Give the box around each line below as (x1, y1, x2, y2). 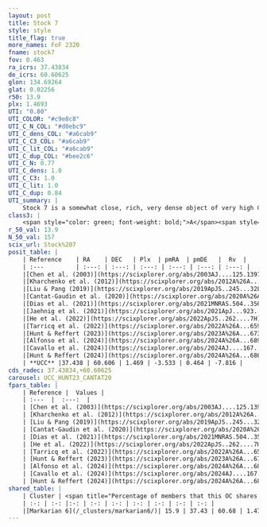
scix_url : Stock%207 (8, 241, 77, 249)
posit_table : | (8, 248, 59, 256)
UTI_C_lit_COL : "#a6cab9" (8, 145, 94, 153)
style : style (8, 26, 52, 34)
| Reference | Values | (22, 389, 105, 397)
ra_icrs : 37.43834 (8, 64, 69, 72)
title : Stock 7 (8, 19, 59, 27)
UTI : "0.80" (8, 108, 48, 116)
